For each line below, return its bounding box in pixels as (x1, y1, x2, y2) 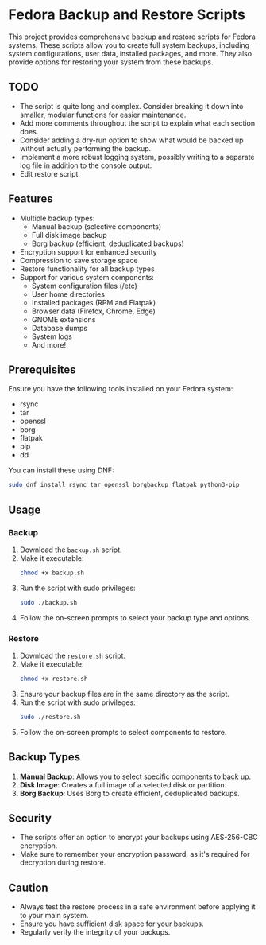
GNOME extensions (31, 314, 96, 324)
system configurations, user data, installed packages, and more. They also (8, 49, 253, 58)
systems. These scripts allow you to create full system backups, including (8, 40, 250, 49)
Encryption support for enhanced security (19, 247, 157, 256)
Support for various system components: (19, 272, 155, 282)
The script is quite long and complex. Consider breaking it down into (19, 101, 244, 111)
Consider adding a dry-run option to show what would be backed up (19, 135, 244, 145)
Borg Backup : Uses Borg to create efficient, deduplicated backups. (19, 788, 240, 798)
